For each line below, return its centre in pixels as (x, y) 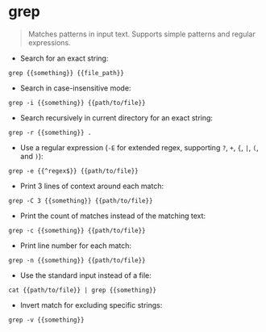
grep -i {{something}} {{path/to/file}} (77, 103)
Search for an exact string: (64, 58)
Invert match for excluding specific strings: (91, 305)
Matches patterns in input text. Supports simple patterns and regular (141, 34)
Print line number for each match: (75, 246)
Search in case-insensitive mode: (75, 88)
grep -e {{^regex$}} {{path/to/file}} (73, 171)
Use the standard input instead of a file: (85, 275)
